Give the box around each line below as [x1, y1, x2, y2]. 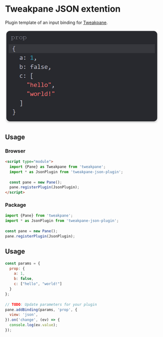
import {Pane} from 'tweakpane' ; [5, 213, 73, 218]
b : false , [14, 277, 34, 281]
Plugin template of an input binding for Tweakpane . [5, 20, 108, 25]
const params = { [5, 261, 41, 266]
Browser [5, 147, 26, 154]
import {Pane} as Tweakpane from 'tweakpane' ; [9, 164, 106, 169]
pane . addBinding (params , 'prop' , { [5, 307, 78, 312]
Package [5, 201, 26, 208]
